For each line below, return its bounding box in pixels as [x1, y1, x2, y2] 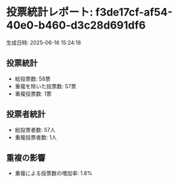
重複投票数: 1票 [14, 90, 52, 97]
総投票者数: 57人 [14, 126, 55, 133]
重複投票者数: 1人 [14, 134, 57, 141]
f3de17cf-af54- [95, 5, 173, 19]
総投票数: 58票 [14, 75, 51, 82]
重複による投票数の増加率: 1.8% [14, 169, 93, 177]
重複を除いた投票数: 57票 [14, 82, 76, 90]
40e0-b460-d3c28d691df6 [6, 18, 146, 32]
